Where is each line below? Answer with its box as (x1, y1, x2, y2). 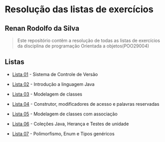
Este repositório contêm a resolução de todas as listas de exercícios (17, 37, 160, 43)
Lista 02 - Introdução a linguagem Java (12, 81, 95, 87)
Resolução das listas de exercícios (5, 4, 154, 15)
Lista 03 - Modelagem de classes (12, 91, 82, 97)
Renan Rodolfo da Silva (5, 24, 79, 33)
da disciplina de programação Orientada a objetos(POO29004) (17, 43, 150, 49)
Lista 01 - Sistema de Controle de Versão (12, 71, 98, 77)
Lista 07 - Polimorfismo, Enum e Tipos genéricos (12, 130, 115, 136)
